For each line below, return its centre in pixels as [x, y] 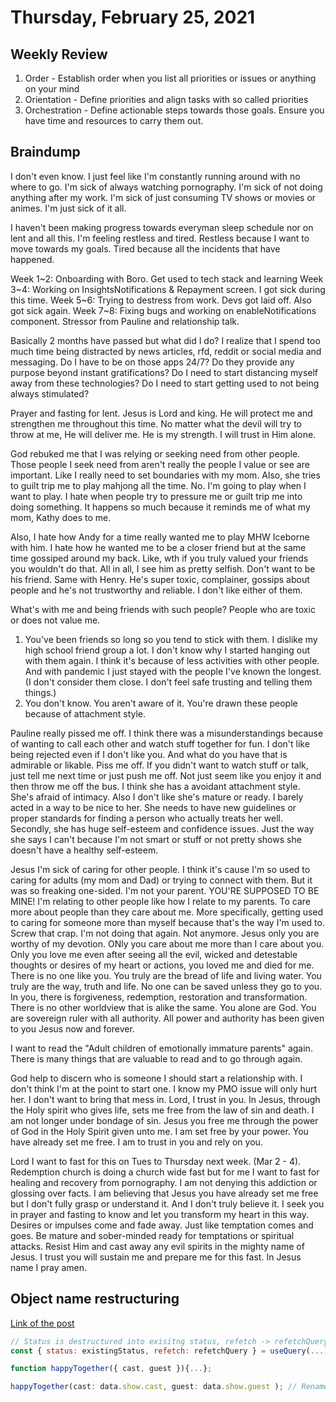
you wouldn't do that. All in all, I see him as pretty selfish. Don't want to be [163, 568]
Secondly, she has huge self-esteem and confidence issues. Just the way [162, 828]
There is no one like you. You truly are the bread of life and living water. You [166, 975]
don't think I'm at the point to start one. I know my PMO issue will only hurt [164, 1088]
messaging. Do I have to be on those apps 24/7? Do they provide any [152, 362]
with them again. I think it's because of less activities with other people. [172, 660]
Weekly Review [59, 54]
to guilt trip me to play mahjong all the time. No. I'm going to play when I [158, 485]
